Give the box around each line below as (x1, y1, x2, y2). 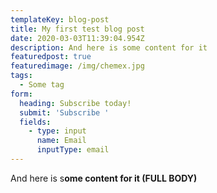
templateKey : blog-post (10, 14, 110, 25)
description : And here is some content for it (10, 42, 208, 53)
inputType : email (36, 145, 110, 155)
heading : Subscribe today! (19, 98, 132, 108)
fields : (19, 117, 52, 127)
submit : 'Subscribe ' (19, 107, 110, 118)
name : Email (36, 136, 87, 146)
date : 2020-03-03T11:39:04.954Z (10, 33, 145, 43)
